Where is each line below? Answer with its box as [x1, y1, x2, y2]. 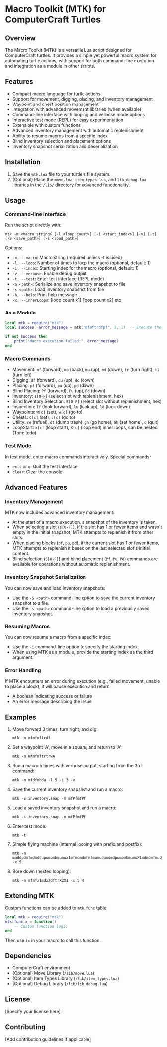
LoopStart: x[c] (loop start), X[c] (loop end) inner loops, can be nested [12, 424, 158, 431]
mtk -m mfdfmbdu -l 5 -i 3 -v [12, 777, 76, 782]
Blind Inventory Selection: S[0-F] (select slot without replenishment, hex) [12, 398, 162, 404]
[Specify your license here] [5, 1008, 61, 1014]
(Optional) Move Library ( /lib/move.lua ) [12, 970, 95, 976]
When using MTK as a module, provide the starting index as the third [12, 649, 153, 655]
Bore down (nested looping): [12, 868, 71, 874]
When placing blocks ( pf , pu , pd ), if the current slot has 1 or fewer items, [12, 540, 160, 546]
